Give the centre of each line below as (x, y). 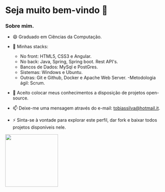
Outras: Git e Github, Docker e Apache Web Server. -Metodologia (88, 78)
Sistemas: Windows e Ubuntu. (51, 72)
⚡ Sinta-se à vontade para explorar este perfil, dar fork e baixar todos (85, 120)
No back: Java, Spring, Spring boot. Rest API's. (69, 62)
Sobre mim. (20, 26)
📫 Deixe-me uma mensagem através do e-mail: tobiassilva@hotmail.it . (86, 108)
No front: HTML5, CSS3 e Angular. (56, 56)
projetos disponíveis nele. (39, 127)
